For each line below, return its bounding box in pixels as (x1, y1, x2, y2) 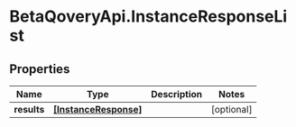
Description (151, 88, 203, 100)
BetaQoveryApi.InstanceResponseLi (9, 6, 288, 27)
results (14, 104, 45, 115)
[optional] (210, 104, 253, 115)
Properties (9, 61, 70, 77)
